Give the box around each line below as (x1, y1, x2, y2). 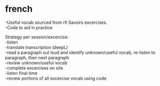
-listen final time (5, 70, 37, 76)
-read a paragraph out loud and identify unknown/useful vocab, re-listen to (5, 50, 156, 55)
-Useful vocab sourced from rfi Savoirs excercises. (5, 19, 107, 25)
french (5, 3, 33, 15)
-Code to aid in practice (5, 24, 53, 30)
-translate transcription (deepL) (5, 44, 68, 50)
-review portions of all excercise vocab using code (5, 75, 107, 81)
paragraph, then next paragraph (5, 54, 70, 60)
